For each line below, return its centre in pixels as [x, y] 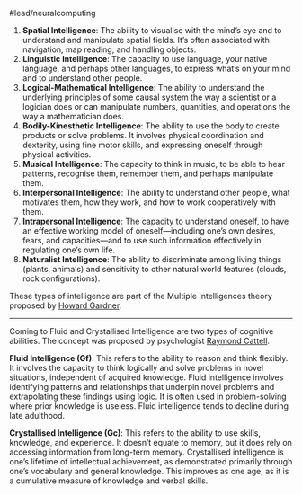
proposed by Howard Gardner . [66, 305]
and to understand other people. [82, 78]
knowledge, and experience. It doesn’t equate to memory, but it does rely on [151, 442]
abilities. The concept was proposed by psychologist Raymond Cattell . [140, 341]
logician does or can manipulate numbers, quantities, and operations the [156, 106]
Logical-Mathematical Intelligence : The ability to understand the [143, 88]
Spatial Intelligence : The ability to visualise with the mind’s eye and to [152, 30]
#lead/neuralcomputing [53, 13]
